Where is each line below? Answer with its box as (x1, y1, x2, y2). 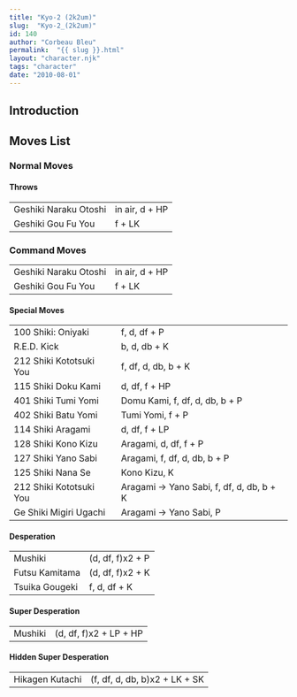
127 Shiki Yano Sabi (13, 452, 97, 464)
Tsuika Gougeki (13, 581, 78, 594)
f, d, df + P (120, 326, 165, 339)
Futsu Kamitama (13, 567, 81, 579)
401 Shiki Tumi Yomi (13, 394, 99, 407)
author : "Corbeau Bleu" (9, 37, 97, 47)
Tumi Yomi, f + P (120, 409, 188, 421)
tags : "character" (9, 63, 77, 72)
